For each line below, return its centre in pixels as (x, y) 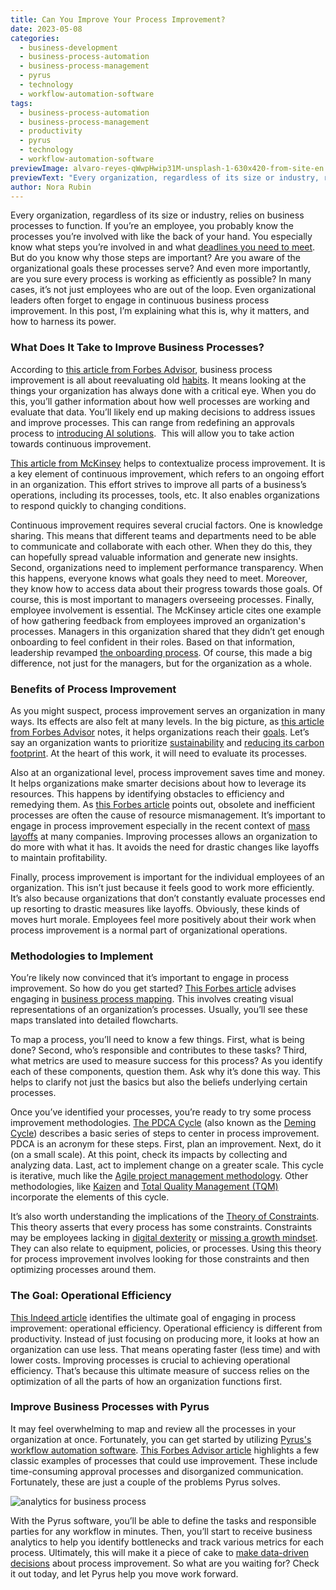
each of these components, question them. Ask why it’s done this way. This (165, 1072)
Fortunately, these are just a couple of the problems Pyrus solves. (145, 1482)
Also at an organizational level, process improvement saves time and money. (168, 772)
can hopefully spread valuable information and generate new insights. (154, 557)
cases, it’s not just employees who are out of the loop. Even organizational (163, 290)
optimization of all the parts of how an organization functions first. (146, 1381)
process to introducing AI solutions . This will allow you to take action (152, 433)
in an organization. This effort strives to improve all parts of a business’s (158, 484)
